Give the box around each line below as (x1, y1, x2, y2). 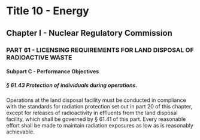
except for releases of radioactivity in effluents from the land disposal (6, 109, 178, 117)
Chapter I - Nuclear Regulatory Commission (6, 28, 172, 38)
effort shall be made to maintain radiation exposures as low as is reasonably (6, 122, 193, 129)
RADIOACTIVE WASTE (6, 53, 72, 61)
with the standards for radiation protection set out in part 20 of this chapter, (6, 103, 193, 110)
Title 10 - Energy (6, 4, 90, 18)
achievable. (6, 128, 35, 135)
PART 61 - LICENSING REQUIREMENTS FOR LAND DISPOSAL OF (6, 46, 194, 54)
